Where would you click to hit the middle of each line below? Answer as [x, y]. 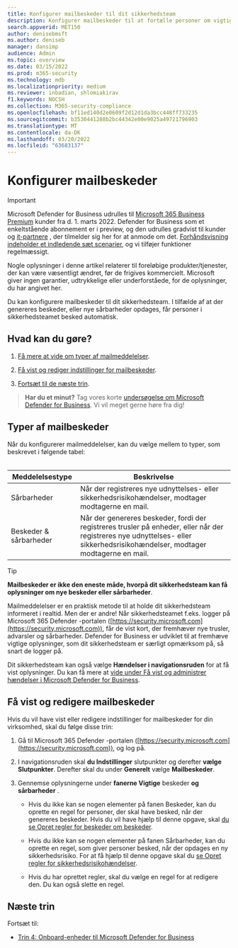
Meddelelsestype [42, 477]
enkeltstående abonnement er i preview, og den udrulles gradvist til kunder [117, 229]
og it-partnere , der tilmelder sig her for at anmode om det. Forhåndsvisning [118, 237]
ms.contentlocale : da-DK [44, 132]
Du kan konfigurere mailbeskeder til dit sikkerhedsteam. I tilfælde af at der [115, 302]
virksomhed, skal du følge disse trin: [60, 726]
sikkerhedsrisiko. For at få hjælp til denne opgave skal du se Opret [125, 855]
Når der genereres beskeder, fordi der [143, 518]
